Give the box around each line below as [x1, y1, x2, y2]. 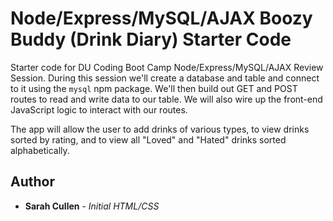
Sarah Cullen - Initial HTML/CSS [24, 200, 160, 212]
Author [10, 173, 55, 191]
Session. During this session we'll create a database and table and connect [10, 72, 320, 84]
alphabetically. [10, 144, 70, 156]
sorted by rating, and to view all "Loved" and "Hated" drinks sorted [10, 133, 287, 146]
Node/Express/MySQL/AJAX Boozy [10, 7, 313, 30]
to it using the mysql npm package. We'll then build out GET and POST [10, 82, 298, 94]
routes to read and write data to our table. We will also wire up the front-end [10, 93, 323, 105]
